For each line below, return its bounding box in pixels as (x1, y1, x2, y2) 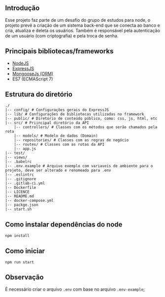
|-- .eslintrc (5, 172, 34, 177)
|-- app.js (14, 147, 36, 151)
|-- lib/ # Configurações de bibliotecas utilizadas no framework (5, 112, 144, 117)
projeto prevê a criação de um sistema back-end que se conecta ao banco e (5, 22, 160, 28)
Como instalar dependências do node (5, 220, 123, 228)
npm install (5, 233, 30, 238)
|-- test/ (5, 150, 26, 156)
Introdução (5, 4, 40, 12)
